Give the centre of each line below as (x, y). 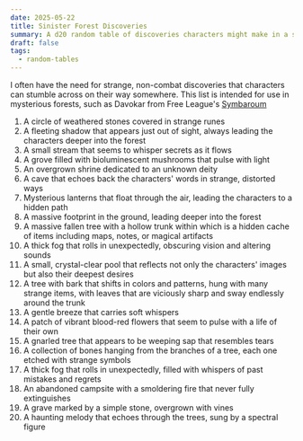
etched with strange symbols (77, 360)
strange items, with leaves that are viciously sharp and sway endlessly (153, 293)
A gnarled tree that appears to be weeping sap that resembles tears (149, 341)
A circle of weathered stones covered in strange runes (124, 121)
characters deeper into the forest (85, 141)
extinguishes (47, 398)
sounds (37, 255)
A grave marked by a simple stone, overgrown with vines (128, 408)
